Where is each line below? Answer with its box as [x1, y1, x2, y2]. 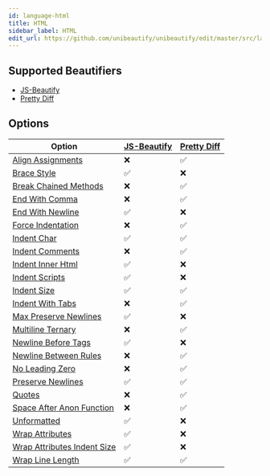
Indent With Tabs [12, 298, 76, 309]
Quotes [12, 389, 40, 400]
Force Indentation [12, 219, 79, 230]
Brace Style [12, 167, 56, 178]
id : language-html [8, 11, 70, 20]
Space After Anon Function [12, 402, 115, 413]
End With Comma [12, 193, 79, 205]
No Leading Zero [12, 363, 76, 374]
